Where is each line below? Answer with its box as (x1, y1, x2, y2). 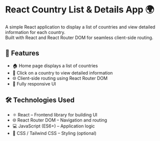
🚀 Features (5, 49, 39, 57)
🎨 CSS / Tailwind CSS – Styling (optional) (12, 130, 96, 136)
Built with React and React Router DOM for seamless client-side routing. (5, 34, 153, 40)
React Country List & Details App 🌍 (5, 4, 154, 15)
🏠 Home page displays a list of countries (12, 62, 98, 68)
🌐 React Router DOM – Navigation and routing (12, 117, 107, 123)
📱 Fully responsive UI (12, 80, 56, 86)
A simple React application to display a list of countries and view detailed (5, 23, 155, 30)
